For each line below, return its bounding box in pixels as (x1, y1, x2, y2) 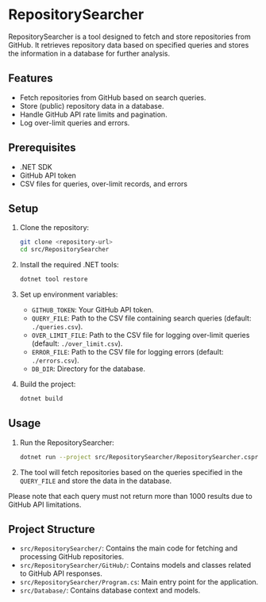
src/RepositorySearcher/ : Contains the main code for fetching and (19, 543, 238, 553)
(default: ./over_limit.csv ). (31, 339, 123, 348)
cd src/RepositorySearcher (19, 246, 110, 254)
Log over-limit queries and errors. (19, 117, 130, 128)
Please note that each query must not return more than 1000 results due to (8, 491, 253, 500)
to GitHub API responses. (19, 569, 103, 578)
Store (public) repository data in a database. (19, 101, 164, 110)
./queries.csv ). (31, 322, 83, 331)
